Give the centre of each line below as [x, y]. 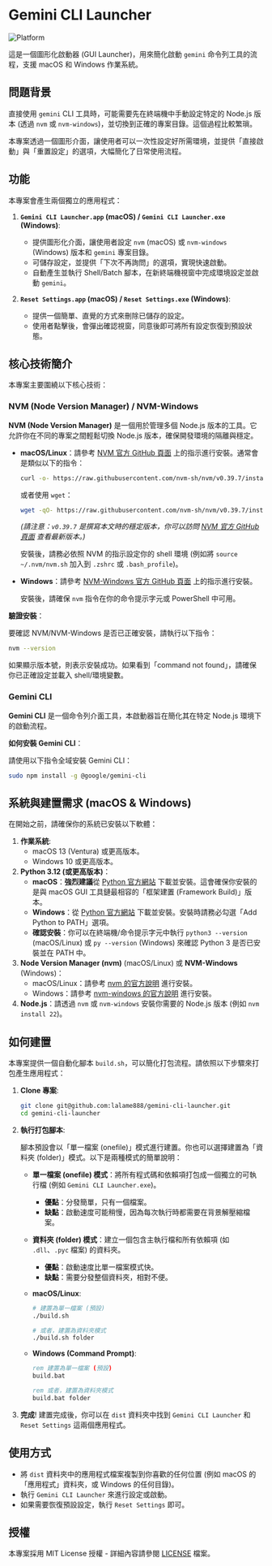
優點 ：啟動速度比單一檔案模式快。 [101, 1267]
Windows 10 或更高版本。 [75, 862]
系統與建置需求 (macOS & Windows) [100, 803]
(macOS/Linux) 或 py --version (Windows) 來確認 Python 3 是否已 [143, 943]
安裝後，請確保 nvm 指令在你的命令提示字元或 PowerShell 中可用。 [130, 599]
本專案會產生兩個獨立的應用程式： [65, 200]
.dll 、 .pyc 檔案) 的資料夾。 [79, 1249]
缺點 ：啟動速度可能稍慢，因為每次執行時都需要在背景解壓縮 [144, 1212]
